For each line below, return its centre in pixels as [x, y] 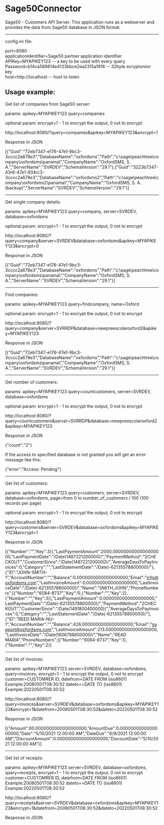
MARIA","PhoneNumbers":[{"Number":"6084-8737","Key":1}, [66, 640]
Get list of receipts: [24, 758]
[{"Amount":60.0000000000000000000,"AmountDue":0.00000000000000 [81, 728]
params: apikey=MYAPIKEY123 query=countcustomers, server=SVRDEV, [78, 391]
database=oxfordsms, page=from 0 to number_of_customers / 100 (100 [77, 498]
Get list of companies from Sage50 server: [48, 104]
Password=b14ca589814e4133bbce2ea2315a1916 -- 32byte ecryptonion [78, 66]
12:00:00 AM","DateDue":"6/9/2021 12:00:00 [102, 733]
